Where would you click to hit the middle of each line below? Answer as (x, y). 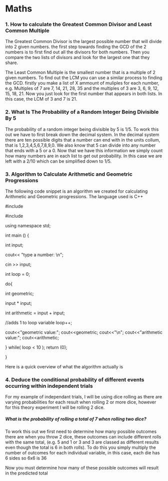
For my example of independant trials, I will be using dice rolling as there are (84, 397)
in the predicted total (27, 473)
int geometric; (19, 294)
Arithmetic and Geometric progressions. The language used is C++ (74, 197)
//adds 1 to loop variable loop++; (39, 323)
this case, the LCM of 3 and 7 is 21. (41, 99)
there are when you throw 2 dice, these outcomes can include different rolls (83, 437)
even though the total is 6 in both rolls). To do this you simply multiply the (81, 447)
